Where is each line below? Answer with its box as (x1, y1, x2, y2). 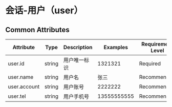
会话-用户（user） (5, 5, 83, 16)
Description (63, 44, 93, 51)
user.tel (8, 93, 26, 100)
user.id (8, 60, 25, 67)
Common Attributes (5, 25, 70, 34)
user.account (8, 83, 40, 90)
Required (139, 60, 161, 67)
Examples (103, 44, 128, 51)
